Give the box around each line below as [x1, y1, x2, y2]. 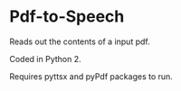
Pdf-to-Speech [9, 6, 125, 27]
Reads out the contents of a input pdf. [9, 36, 151, 47]
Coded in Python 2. [9, 53, 81, 64]
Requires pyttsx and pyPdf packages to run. [9, 70, 174, 82]
